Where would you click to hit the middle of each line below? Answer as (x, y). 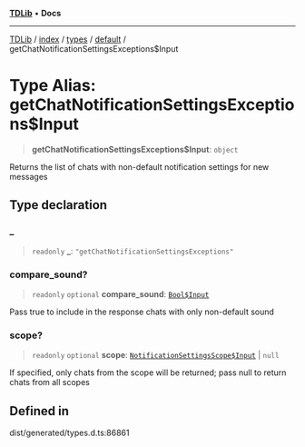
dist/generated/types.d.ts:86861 (69, 433)
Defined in (39, 411)
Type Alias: (53, 86)
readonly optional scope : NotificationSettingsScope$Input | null (155, 355)
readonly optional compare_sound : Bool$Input (120, 293)
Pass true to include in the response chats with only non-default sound (142, 312)
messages (29, 176)
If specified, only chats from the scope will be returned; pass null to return (148, 372)
